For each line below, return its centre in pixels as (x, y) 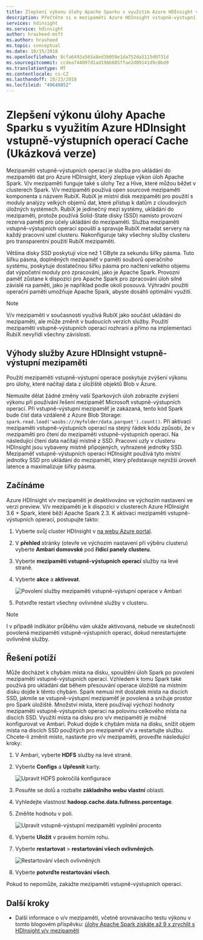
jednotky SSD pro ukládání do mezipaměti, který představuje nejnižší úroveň (101, 460)
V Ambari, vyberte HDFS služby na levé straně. (73, 755)
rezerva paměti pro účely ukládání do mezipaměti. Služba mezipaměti (93, 222)
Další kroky (28, 903)
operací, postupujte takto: (67, 519)
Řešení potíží (31, 658)
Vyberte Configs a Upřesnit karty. (58, 767)
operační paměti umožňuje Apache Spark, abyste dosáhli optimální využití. (99, 291)
